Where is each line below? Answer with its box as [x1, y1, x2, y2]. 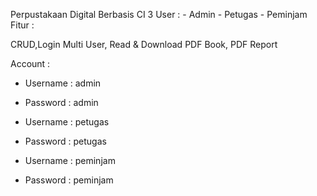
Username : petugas [24, 116, 110, 128]
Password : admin [24, 97, 99, 108]
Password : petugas [24, 135, 107, 147]
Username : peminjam [24, 155, 116, 166]
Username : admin [24, 77, 102, 89]
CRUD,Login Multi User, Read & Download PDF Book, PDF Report [10, 39, 278, 50]
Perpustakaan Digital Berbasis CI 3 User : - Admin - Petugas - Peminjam [10, 9, 308, 20]
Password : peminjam [24, 174, 114, 186]
